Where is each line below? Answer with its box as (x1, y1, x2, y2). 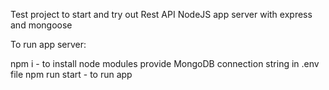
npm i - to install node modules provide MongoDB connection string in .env (10, 58, 320, 69)
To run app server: (10, 39, 87, 50)
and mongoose (10, 19, 73, 31)
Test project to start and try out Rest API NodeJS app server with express (10, 9, 313, 20)
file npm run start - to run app (10, 69, 133, 80)
